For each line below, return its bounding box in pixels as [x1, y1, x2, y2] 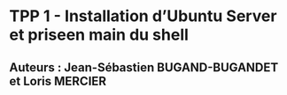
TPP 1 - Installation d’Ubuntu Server [9, 6, 277, 26]
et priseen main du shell [9, 25, 189, 45]
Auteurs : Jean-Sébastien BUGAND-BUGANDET [9, 60, 279, 75]
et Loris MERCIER [9, 73, 107, 89]
